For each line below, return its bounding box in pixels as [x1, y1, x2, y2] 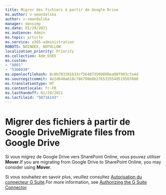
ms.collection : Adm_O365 [5, 53, 56, 59]
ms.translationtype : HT [5, 81, 55, 86]
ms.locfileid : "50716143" [5, 95, 58, 100]
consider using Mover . [5, 164, 52, 170]
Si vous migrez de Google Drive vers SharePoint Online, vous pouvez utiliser [5, 154, 161, 160]
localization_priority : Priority [5, 49, 74, 54]
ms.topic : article [5, 35, 43, 40]
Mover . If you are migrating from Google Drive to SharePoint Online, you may [5, 159, 162, 165]
